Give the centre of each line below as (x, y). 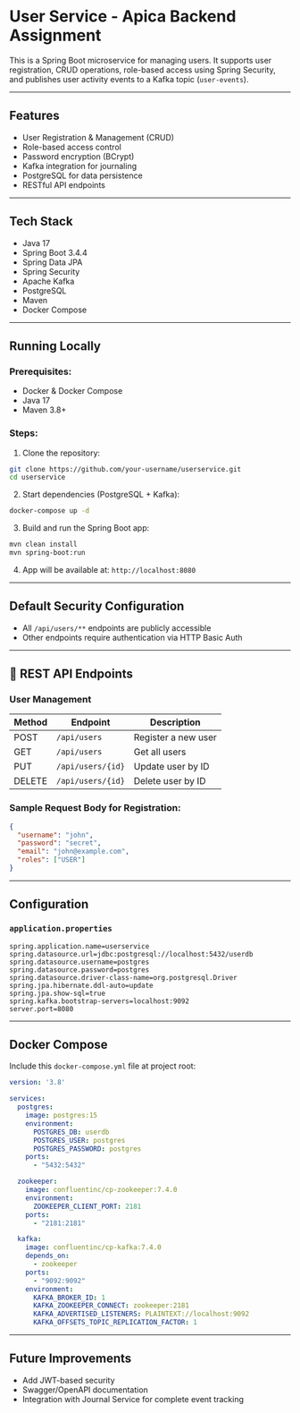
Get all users (160, 752)
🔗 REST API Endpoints (71, 674)
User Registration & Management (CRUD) (98, 137)
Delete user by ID (170, 781)
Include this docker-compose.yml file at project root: (103, 1066)
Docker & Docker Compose (72, 391)
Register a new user (175, 737)
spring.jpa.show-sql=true (57, 993)
